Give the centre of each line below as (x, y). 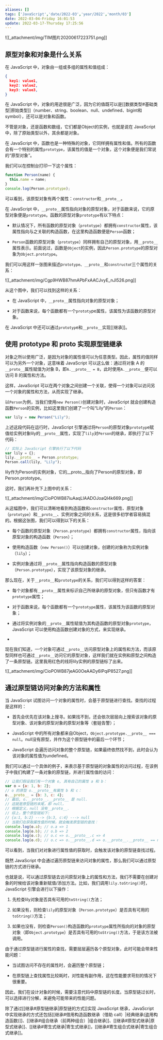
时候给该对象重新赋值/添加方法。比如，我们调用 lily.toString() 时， (81, 883)
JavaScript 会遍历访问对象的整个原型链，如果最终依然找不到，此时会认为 (85, 749)
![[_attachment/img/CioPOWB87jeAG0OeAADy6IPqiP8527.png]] (69, 671)
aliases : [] (17, 9)
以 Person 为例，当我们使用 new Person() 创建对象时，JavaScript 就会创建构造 (81, 402)
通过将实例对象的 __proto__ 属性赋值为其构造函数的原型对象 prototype (81, 624)
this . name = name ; (28, 180)
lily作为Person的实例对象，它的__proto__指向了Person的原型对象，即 (73, 472)
